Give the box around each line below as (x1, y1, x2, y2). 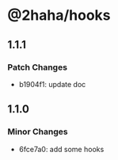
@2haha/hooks (7, 6, 112, 25)
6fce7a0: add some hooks (18, 144, 105, 154)
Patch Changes (7, 62, 68, 73)
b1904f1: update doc (18, 79, 86, 89)
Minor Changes (7, 126, 68, 137)
